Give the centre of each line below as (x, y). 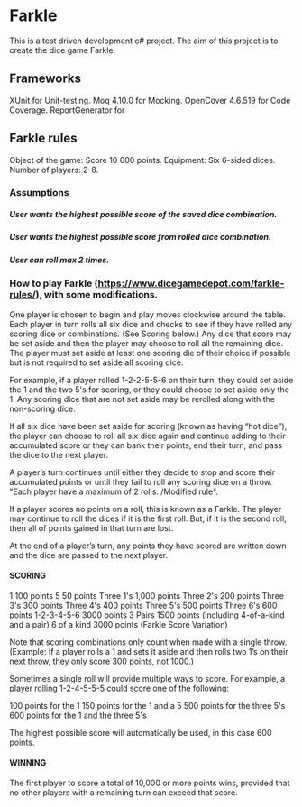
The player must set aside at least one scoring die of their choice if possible (150, 353)
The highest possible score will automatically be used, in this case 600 (141, 732)
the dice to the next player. (59, 454)
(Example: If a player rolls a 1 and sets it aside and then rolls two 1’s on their (149, 651)
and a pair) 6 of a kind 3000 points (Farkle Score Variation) (119, 624)
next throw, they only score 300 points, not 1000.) (102, 661)
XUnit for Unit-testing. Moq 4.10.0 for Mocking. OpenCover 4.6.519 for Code (150, 100)
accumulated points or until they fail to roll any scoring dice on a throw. (141, 481)
